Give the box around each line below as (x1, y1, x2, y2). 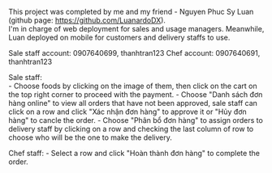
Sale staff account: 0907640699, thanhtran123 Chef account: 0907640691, (8, 49, 261, 57)
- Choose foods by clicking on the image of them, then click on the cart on (8, 81, 257, 91)
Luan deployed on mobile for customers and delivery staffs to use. (8, 32, 231, 42)
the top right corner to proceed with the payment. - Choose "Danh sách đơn (8, 90, 263, 99)
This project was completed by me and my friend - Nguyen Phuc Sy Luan (8, 7, 254, 16)
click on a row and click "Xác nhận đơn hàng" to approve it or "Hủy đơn (8, 107, 248, 116)
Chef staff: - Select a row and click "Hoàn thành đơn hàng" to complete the (8, 149, 260, 158)
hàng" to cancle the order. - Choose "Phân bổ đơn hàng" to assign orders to (8, 116, 264, 124)
